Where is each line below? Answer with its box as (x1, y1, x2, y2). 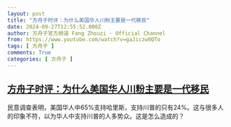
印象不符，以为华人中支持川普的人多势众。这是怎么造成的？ (13, 112, 185, 120)
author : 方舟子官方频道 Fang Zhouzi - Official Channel (7, 29, 166, 37)
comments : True (7, 50, 52, 57)
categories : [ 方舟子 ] (7, 56, 73, 63)
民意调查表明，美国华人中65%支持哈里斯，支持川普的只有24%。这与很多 (7, 103, 218, 112)
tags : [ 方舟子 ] (7, 43, 54, 50)
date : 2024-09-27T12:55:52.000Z (7, 23, 101, 30)
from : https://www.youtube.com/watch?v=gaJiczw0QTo (7, 36, 161, 43)
